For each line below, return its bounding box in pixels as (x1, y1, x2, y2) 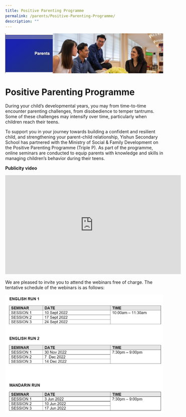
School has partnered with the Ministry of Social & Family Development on (5, 139, 159, 145)
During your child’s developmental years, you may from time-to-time (5, 103, 146, 109)
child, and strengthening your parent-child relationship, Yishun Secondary (5, 134, 158, 140)
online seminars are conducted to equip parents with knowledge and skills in (5, 150, 163, 156)
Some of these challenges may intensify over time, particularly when (5, 114, 147, 120)
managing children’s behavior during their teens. (5, 155, 105, 161)
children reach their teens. (5, 119, 60, 125)
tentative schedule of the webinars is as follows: (5, 285, 105, 291)
